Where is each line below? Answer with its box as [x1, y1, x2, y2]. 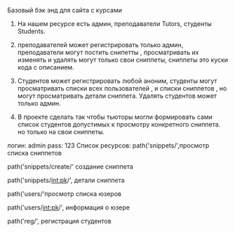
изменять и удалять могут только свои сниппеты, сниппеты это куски [17, 56, 229, 64]
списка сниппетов [7, 149, 62, 157]
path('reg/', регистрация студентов [7, 217, 112, 225]
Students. [17, 27, 46, 35]
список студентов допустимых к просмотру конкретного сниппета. [17, 120, 221, 129]
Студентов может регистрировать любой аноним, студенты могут [17, 77, 217, 85]
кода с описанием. [17, 63, 75, 71]
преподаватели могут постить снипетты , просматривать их [17, 49, 199, 56]
